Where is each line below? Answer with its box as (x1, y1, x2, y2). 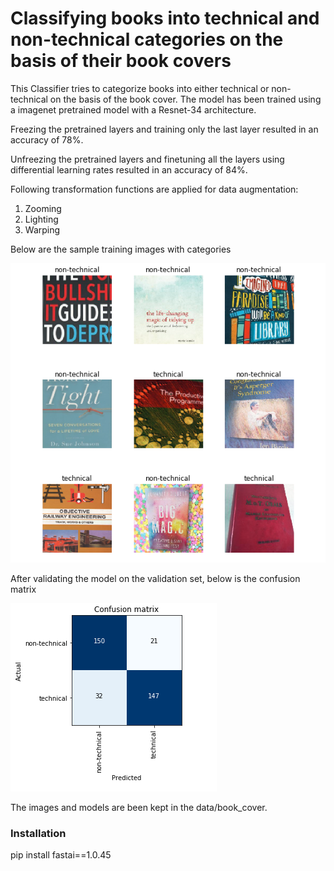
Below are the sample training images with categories (10, 243, 232, 255)
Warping (24, 223, 61, 236)
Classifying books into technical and (10, 7, 320, 30)
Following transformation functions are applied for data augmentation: (10, 183, 299, 195)
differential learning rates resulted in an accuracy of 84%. (10, 163, 248, 176)
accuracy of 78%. (10, 133, 84, 146)
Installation (10, 827, 67, 841)
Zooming (24, 202, 62, 214)
